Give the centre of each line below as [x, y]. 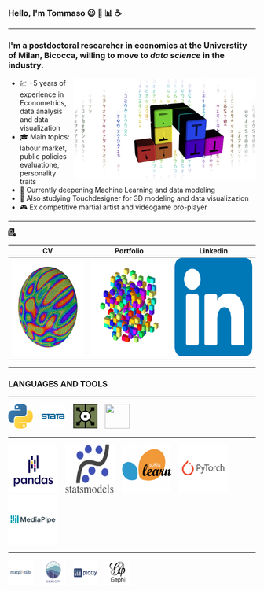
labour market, [43, 148]
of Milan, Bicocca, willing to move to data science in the [117, 56]
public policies [43, 156]
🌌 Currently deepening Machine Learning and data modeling [117, 190]
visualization [40, 127]
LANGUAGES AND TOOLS [58, 383]
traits [28, 181]
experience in [42, 94]
